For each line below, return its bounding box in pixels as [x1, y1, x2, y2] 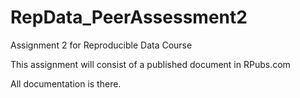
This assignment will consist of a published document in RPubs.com [10, 58, 291, 70]
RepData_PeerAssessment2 [10, 6, 248, 29]
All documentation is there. [10, 77, 122, 90]
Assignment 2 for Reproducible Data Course [10, 39, 193, 51]
